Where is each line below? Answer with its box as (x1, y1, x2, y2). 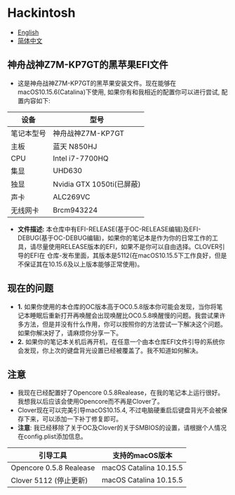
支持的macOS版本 (112, 451, 173, 461)
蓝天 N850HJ (53, 142, 98, 151)
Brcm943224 (53, 205, 98, 215)
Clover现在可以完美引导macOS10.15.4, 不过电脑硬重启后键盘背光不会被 (17, 406, 222, 414)
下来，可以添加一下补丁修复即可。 (23, 415, 123, 423)
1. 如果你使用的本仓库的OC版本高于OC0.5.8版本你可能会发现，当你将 (17, 302, 217, 311)
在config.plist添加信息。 (17, 433, 87, 441)
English (17, 28, 39, 36)
